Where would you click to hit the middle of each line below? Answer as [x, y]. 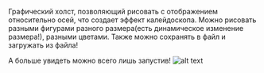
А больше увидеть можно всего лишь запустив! [89, 60]
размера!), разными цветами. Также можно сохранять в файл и [117, 36]
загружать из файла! [43, 45]
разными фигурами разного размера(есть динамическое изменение [126, 28]
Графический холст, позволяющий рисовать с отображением [113, 12]
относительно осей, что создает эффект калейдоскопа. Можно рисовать [132, 20]
